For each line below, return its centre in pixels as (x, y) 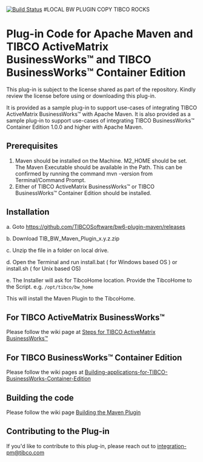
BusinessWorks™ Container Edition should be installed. (83, 193)
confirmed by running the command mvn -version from (84, 174)
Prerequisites (32, 146)
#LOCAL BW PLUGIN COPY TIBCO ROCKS (97, 9)
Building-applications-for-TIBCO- (126, 372)
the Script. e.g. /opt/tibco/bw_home (50, 287)
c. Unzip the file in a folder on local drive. (58, 250)
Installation (28, 212)
